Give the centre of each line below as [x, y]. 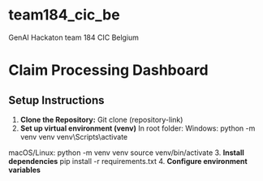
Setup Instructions [56, 100]
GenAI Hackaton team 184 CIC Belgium [74, 37]
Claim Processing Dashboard [108, 70]
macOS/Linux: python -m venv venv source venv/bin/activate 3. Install [127, 153]
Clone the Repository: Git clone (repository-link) [101, 119]
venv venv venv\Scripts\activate [74, 136]
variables [24, 170]
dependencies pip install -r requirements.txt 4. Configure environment [128, 161]
